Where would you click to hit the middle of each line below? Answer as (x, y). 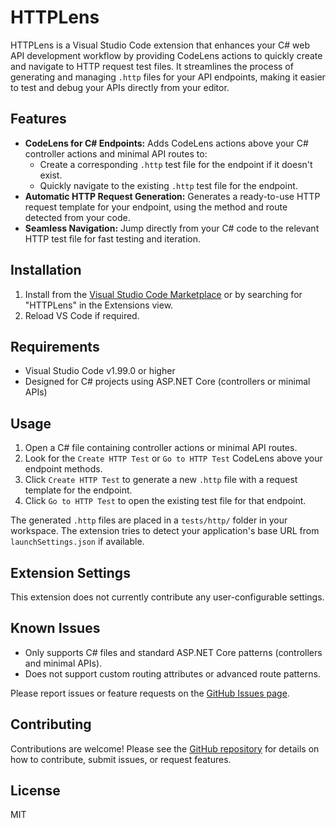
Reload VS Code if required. (82, 315)
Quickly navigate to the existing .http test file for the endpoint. (168, 185)
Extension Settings (70, 572)
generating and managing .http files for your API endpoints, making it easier (168, 77)
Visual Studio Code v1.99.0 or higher (100, 371)
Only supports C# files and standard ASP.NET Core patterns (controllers (173, 652)
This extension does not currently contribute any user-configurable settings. (167, 597)
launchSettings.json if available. (77, 542)
